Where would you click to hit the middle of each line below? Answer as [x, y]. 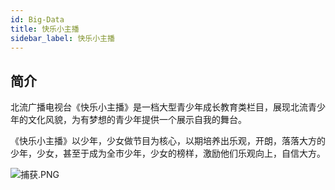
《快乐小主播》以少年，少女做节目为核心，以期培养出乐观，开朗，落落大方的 [168, 141]
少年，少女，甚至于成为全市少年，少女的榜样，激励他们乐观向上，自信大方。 [168, 153]
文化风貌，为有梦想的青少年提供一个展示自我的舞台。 [137, 120]
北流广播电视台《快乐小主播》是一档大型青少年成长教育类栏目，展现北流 [159, 107]
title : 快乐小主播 [45, 29]
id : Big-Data [37, 19]
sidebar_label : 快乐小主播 [62, 38]
